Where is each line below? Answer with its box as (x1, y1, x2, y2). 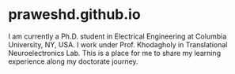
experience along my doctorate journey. (8, 57, 138, 66)
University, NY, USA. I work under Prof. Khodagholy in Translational (8, 39, 228, 49)
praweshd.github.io (8, 6, 141, 24)
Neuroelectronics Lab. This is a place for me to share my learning (8, 48, 222, 57)
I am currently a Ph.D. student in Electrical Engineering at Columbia (8, 31, 227, 41)
